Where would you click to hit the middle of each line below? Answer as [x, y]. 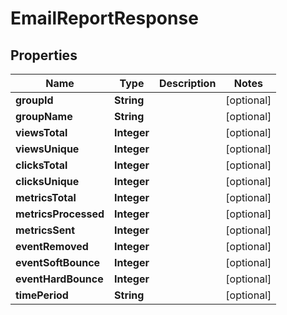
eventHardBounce [59, 279]
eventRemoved [52, 246]
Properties [44, 55]
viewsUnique [47, 149]
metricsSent [45, 230]
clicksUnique [47, 181]
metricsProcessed [60, 214]
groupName [44, 116]
